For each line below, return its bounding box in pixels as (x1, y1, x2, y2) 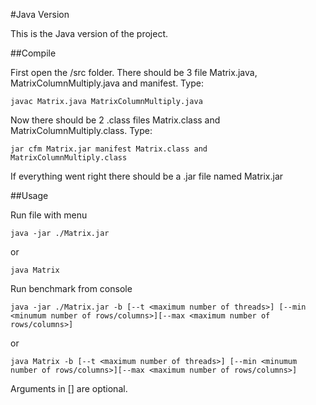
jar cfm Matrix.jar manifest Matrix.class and (10, 144, 208, 154)
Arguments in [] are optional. (10, 383, 128, 394)
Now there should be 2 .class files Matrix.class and (10, 114, 221, 126)
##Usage (10, 190, 49, 201)
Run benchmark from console (10, 283, 133, 294)
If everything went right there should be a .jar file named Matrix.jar (10, 170, 284, 182)
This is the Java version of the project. (10, 28, 169, 39)
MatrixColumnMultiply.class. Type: (10, 125, 153, 136)
